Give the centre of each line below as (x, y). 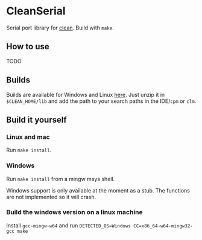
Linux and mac (28, 137)
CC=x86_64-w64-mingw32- (163, 226)
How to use (28, 47)
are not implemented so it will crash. (51, 197)
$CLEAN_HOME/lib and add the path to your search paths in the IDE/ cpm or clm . (101, 101)
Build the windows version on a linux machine (74, 212)
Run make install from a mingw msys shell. (61, 179)
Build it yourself (37, 119)
